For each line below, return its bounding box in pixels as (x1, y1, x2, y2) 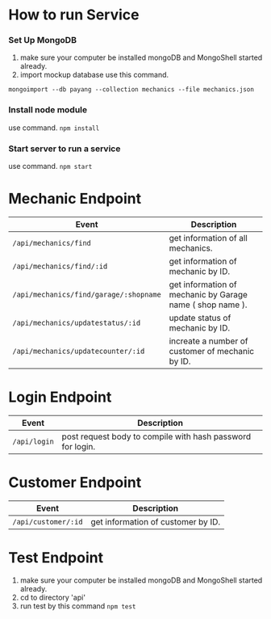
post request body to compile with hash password (61, 431, 252, 442)
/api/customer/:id (12, 517, 83, 526)
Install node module (8, 104, 88, 116)
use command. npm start (8, 162, 93, 171)
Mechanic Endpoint (8, 190, 142, 208)
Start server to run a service (8, 143, 121, 154)
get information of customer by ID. (90, 516, 221, 527)
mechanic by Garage (169, 289, 248, 301)
